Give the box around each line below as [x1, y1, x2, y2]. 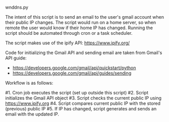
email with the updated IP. [5, 111, 60, 117]
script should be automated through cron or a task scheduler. [5, 30, 133, 36]
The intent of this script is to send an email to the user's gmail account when [5, 14, 164, 20]
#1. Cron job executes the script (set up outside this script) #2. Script [5, 90, 149, 95]
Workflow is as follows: [5, 80, 53, 86]
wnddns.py [5, 5, 29, 10]
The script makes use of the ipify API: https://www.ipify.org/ [5, 40, 130, 46]
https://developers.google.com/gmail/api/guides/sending [12, 70, 132, 76]
